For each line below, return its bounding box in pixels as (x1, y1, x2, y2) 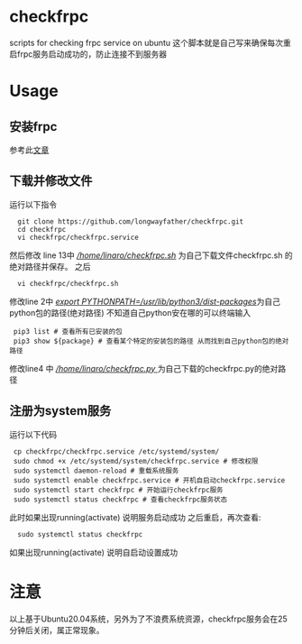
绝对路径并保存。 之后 (9, 261, 91, 271)
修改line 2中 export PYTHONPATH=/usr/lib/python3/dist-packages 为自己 (9, 296, 281, 307)
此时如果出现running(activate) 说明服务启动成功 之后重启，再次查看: (9, 511, 261, 522)
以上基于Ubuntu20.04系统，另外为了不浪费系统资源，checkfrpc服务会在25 (9, 613, 288, 624)
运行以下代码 (9, 428, 57, 439)
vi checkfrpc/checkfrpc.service (17, 233, 140, 242)
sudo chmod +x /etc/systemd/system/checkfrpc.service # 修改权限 (13, 456, 259, 465)
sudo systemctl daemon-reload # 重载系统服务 (13, 466, 179, 475)
